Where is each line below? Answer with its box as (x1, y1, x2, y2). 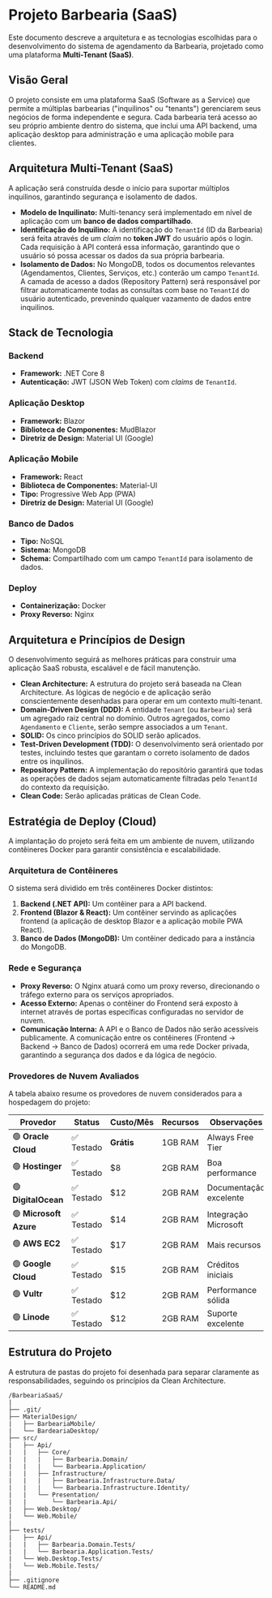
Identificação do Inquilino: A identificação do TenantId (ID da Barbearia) (19, 225, 263, 235)
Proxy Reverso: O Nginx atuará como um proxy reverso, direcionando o (19, 980, 261, 991)
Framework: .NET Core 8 (19, 368, 105, 378)
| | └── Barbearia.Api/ (8, 1497, 117, 1506)
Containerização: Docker (19, 601, 107, 610)
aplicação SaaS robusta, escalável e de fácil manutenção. (8, 663, 201, 673)
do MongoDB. (19, 942, 67, 952)
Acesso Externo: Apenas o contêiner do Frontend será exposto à (19, 998, 239, 1008)
